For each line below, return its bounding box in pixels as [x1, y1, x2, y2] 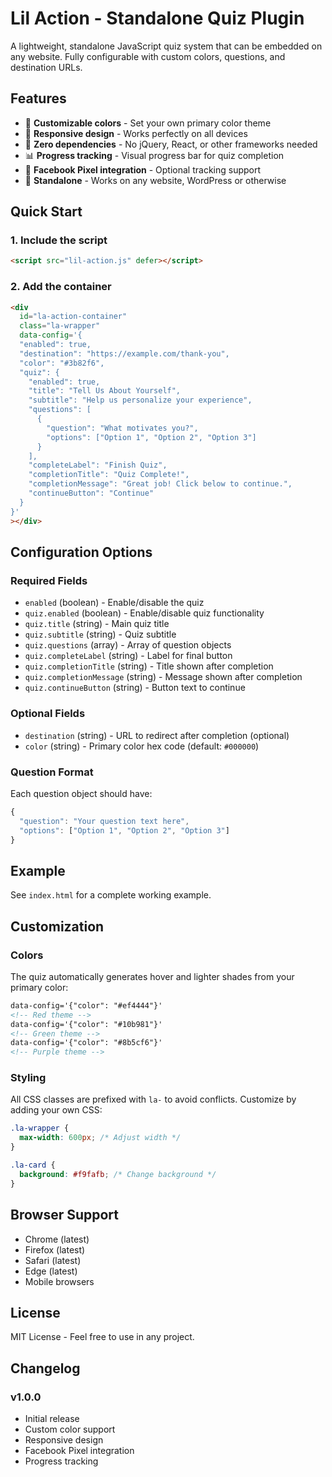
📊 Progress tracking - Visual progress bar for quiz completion [24, 149, 285, 161]
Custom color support [24, 1423, 116, 1435]
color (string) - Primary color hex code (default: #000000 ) [24, 740, 260, 752]
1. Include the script [10, 233, 108, 247]
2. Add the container [10, 280, 112, 294]
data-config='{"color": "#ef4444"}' [10, 1000, 163, 1011]
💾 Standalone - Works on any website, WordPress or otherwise [24, 174, 287, 186]
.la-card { [10, 1160, 56, 1171]
